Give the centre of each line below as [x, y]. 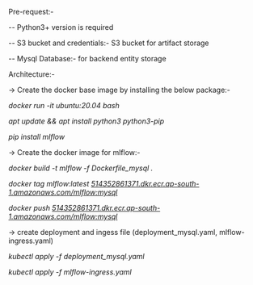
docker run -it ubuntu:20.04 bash [64, 105]
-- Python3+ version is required [61, 27]
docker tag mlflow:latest [49, 184]
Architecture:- [32, 74]
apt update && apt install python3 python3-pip [86, 121]
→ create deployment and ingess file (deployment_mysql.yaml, [113, 232]
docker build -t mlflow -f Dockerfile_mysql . [81, 168]
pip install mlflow [37, 137]
